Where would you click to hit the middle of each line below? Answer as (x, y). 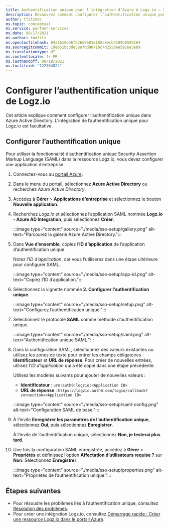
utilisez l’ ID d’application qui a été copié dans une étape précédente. (84, 365)
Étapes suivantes (33, 491)
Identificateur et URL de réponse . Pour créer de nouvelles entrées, (82, 360)
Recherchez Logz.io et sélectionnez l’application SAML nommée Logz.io (88, 214)
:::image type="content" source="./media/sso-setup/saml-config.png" (86, 404)
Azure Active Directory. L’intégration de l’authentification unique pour (77, 120)
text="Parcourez (30, 234)
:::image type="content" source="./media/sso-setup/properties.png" (84, 470)
